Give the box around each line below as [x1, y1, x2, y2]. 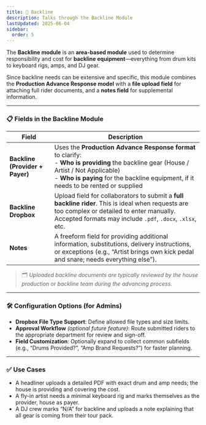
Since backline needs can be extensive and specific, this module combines [6, 74, 196, 81]
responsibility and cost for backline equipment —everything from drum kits [6, 55, 196, 63]
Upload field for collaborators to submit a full [54, 192, 184, 200]
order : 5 [12, 32, 34, 38]
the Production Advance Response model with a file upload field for [6, 80, 182, 88]
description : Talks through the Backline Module [6, 15, 133, 21]
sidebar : [6, 26, 29, 33]
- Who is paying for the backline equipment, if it [54, 174, 194, 182]
